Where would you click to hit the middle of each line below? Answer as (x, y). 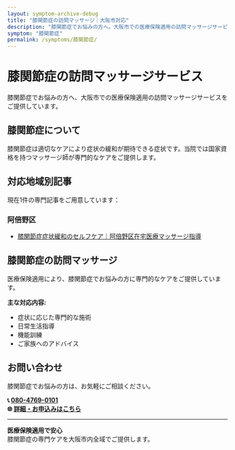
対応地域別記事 (40, 182)
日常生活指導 (36, 326)
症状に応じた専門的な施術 (54, 317)
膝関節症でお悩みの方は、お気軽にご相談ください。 (81, 386)
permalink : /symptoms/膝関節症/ (52, 40)
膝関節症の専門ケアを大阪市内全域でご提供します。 (80, 439)
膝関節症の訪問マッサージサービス (105, 77)
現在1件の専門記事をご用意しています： (64, 200)
